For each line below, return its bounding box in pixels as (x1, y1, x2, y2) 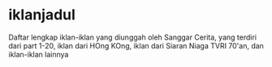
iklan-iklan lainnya (8, 49, 69, 59)
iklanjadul (8, 6, 76, 24)
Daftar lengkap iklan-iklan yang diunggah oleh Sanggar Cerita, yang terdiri (8, 32, 257, 42)
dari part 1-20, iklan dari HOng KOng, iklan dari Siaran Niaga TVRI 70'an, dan (8, 40, 264, 50)
